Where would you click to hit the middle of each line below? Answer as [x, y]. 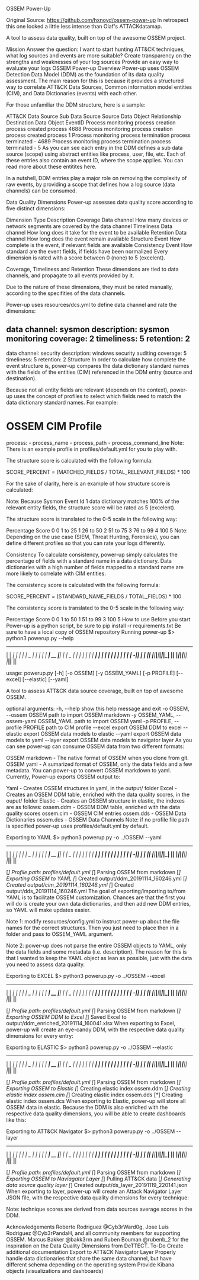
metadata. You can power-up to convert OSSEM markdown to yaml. [89, 770]
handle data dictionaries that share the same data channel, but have [89, 1258]
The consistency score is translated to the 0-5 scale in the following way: [95, 608]
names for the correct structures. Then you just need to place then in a [92, 928]
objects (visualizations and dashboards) [55, 1271]
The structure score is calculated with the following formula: [79, 460]
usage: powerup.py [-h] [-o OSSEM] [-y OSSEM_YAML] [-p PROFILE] [91, 673]
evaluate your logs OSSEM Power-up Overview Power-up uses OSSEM [93, 68]
